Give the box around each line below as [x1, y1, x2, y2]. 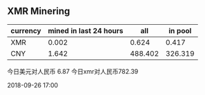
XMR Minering [7, 6, 70, 17]
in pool [168, 25, 192, 35]
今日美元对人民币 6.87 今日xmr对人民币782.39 [7, 67, 139, 75]
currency [10, 25, 41, 35]
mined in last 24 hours [48, 25, 124, 35]
